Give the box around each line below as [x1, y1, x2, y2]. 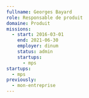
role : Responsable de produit [6, 15, 84, 21]
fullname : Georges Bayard [6, 9, 72, 15]
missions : [6, 26, 32, 32]
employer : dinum [17, 43, 59, 49]
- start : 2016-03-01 [12, 32, 64, 38]
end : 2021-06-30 [17, 37, 59, 43]
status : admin [17, 49, 53, 55]
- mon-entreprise [12, 83, 56, 89]
